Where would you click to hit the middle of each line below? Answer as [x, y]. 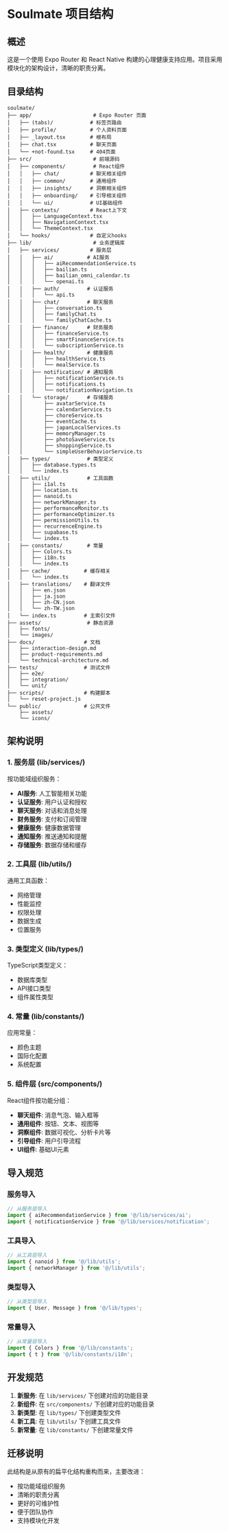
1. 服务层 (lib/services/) [46, 762]
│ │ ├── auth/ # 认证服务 [61, 289]
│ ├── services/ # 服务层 [59, 250]
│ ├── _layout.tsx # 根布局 [59, 137]
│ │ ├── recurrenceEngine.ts [55, 526]
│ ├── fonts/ [29, 629]
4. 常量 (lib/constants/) [46, 1016]
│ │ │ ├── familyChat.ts [52, 314]
